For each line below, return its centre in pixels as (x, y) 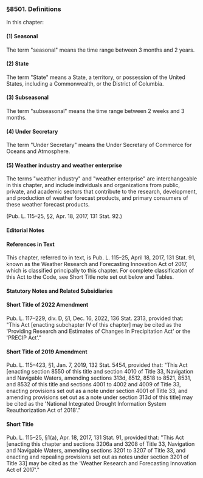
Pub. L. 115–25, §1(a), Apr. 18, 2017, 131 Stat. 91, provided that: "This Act (95, 438)
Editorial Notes (25, 230)
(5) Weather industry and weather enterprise (64, 165)
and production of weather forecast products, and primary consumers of (97, 198)
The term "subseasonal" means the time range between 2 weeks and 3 (95, 111)
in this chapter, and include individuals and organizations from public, (93, 185)
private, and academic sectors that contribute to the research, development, (102, 192)
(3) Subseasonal (28, 97)
